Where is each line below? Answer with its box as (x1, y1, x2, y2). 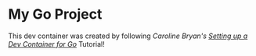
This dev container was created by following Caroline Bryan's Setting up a (8, 31, 248, 40)
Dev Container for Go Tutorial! (8, 39, 105, 48)
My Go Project (8, 5, 103, 23)
